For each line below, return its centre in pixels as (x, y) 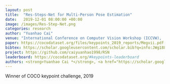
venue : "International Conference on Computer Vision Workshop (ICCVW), (83, 38)
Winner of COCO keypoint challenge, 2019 (49, 76)
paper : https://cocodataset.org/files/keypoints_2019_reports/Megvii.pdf (85, 43)
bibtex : (13, 48)
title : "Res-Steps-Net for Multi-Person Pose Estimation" (69, 15)
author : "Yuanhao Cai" (29, 33)
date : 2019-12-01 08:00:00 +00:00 (44, 19)
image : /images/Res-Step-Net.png (40, 24)
